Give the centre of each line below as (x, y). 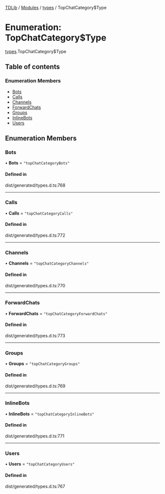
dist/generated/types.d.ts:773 (35, 336)
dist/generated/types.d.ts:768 (35, 185)
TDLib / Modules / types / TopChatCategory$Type (56, 8)
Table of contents (32, 67)
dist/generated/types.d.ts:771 (35, 436)
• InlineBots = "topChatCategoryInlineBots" (50, 414)
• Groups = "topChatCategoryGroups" (42, 364)
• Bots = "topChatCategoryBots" (38, 163)
